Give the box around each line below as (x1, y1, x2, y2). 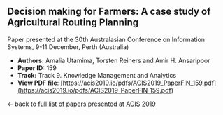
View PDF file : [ (17, 79, 63, 87)
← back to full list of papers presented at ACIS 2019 (7, 100, 156, 108)
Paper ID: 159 (17, 63, 57, 72)
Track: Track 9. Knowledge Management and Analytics (17, 71, 177, 79)
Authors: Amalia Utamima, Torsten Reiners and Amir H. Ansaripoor (17, 56, 210, 65)
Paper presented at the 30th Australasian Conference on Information (7, 35, 205, 43)
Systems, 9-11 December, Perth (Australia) (7, 42, 129, 51)
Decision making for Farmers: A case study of (7, 6, 211, 18)
